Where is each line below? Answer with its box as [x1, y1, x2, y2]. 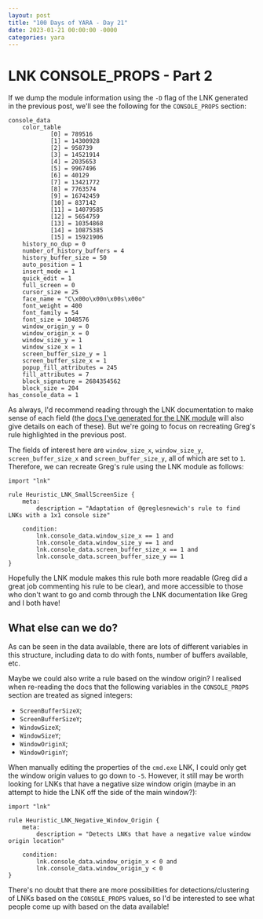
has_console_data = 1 [8, 392, 79, 399]
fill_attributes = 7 [22, 370, 89, 379]
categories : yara [8, 33, 65, 42]
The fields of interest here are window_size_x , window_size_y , [8, 445, 204, 455]
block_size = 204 [22, 385, 79, 392]
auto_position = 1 [22, 261, 82, 269]
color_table [22, 123, 61, 132]
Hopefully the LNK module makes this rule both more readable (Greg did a [8, 574, 248, 583]
